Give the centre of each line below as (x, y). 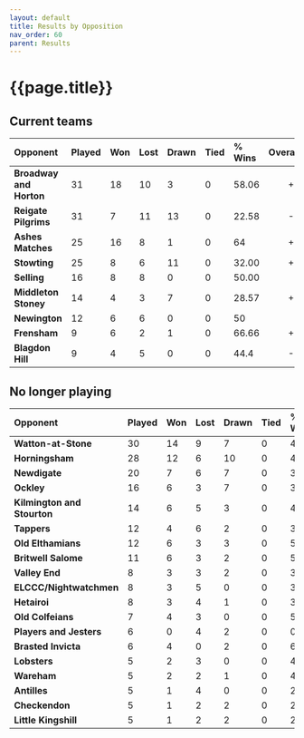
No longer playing (61, 391)
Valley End (37, 573)
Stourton (33, 514)
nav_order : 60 (36, 34)
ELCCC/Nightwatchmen (66, 587)
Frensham (36, 334)
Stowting (34, 263)
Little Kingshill (46, 720)
